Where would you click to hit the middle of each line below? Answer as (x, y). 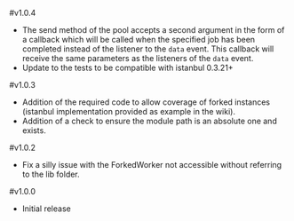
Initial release (46, 209)
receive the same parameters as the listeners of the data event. (138, 58)
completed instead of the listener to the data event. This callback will (148, 49)
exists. (34, 130)
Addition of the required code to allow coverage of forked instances (146, 102)
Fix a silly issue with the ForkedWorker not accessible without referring (152, 165)
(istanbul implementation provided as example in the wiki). (128, 111)
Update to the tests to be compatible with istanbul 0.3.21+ (127, 67)
